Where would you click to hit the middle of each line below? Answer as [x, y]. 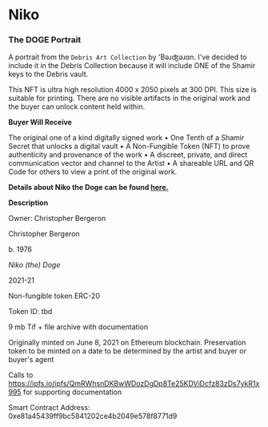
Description [28, 203]
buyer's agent [31, 360]
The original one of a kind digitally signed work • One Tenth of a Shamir [126, 138]
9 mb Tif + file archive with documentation [78, 327]
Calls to [21, 375]
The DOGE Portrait [45, 40]
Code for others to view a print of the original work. [93, 172]
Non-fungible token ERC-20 [54, 296]
